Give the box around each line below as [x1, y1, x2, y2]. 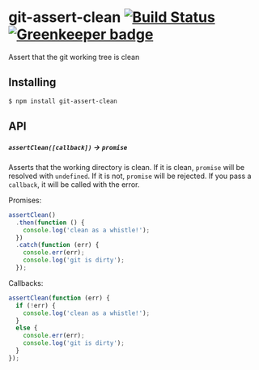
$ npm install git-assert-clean [8, 97, 117, 105]
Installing [8, 75, 57, 89]
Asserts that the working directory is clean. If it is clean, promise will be [8, 162, 245, 172]
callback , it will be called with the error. [8, 179, 140, 189]
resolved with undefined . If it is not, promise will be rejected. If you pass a [8, 171, 252, 181]
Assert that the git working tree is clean [8, 52, 140, 62]
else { [15, 324, 38, 332]
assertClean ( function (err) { [8, 294, 111, 302]
